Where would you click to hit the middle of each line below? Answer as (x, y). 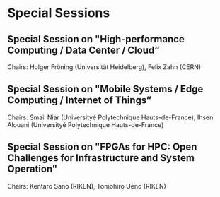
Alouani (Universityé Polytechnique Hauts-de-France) (86, 124)
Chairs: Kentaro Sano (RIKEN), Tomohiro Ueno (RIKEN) (87, 186)
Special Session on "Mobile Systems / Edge (105, 89)
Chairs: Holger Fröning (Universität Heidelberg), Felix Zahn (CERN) (104, 67)
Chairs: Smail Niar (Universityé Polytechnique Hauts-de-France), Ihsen (110, 117)
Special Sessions (59, 13)
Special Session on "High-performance (96, 39)
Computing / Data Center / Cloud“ (83, 50)
